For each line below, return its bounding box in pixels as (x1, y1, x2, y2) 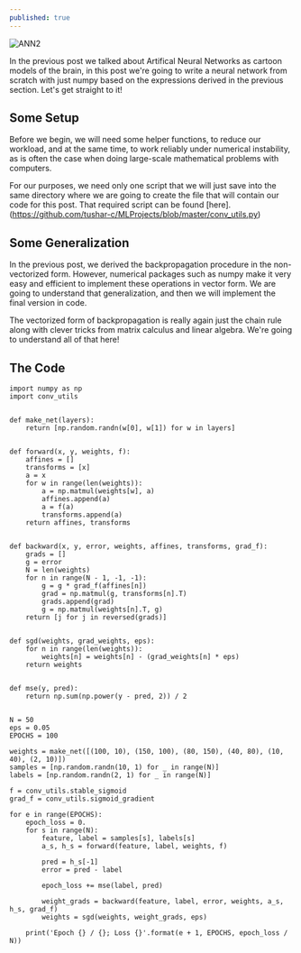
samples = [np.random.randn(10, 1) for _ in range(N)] (9, 763, 220, 772)
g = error (25, 558, 63, 567)
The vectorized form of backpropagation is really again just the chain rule (9, 315, 282, 325)
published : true (9, 13, 70, 23)
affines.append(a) (41, 495, 111, 504)
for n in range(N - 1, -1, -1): (25, 573, 147, 582)
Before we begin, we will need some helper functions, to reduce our (9, 134, 261, 145)
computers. (9, 163, 52, 174)
